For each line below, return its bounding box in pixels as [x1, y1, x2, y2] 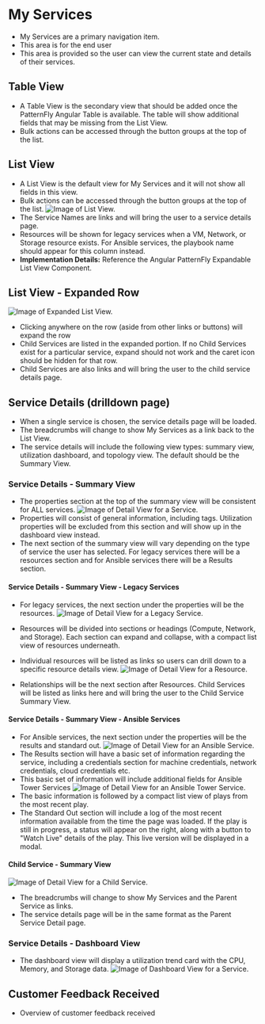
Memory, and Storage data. [19, 965, 109, 974]
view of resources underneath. [19, 640, 120, 650]
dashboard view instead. [19, 530, 100, 540]
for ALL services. [19, 505, 76, 514]
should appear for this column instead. [19, 246, 146, 255]
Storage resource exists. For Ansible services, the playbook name [19, 238, 234, 247]
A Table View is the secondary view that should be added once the [19, 101, 238, 110]
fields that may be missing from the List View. [19, 117, 168, 128]
